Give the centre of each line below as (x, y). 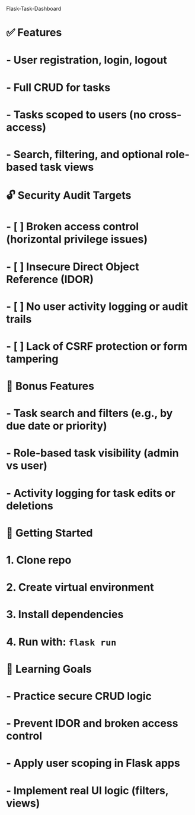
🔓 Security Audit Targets (69, 195)
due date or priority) (57, 426)
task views (67, 167)
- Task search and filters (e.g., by (89, 413)
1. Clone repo (39, 560)
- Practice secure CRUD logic (79, 696)
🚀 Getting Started (49, 533)
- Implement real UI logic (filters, (87, 790)
